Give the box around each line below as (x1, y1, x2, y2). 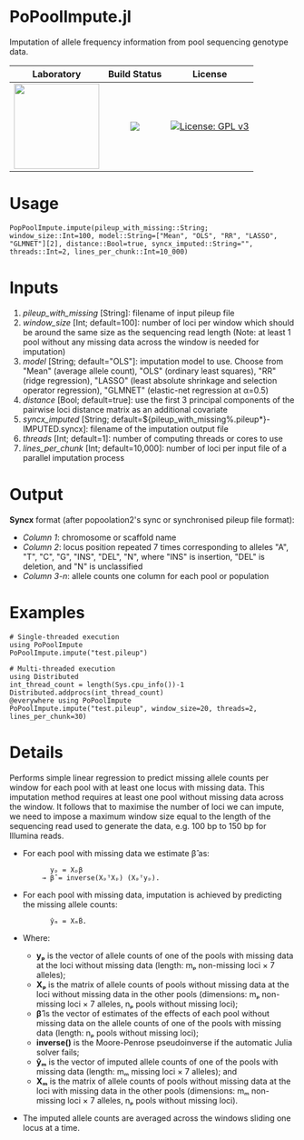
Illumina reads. (9, 830, 64, 841)
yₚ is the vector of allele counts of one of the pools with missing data (35, 950, 294, 961)
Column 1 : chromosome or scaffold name (22, 532, 177, 543)
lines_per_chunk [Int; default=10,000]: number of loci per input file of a (22, 443, 288, 454)
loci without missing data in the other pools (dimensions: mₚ (35, 988, 260, 999)
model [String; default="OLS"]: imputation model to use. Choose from (22, 355, 284, 366)
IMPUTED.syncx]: (22, 423, 89, 434)
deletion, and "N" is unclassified (22, 561, 143, 572)
